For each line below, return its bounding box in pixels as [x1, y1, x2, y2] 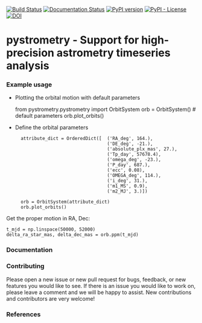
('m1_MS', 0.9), [107, 183, 148, 190]
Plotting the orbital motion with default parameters [14, 94, 140, 101]
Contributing [6, 262, 45, 270]
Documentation [6, 246, 53, 254]
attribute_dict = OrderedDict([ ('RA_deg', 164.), [21, 136, 153, 142]
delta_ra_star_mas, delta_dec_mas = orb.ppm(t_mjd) [6, 232, 139, 238]
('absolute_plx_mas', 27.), [107, 146, 178, 152]
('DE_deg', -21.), [107, 141, 153, 147]
